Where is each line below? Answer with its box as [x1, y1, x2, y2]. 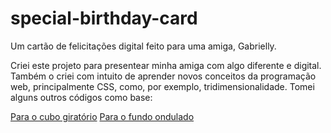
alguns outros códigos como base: [10, 91, 153, 103]
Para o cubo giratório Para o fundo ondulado [10, 110, 195, 122]
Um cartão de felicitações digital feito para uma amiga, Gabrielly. [10, 40, 277, 52]
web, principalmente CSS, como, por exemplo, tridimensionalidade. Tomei [10, 80, 315, 92]
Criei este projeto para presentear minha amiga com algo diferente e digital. [10, 59, 322, 71]
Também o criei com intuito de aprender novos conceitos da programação [10, 70, 317, 82]
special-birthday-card [10, 7, 198, 30]
